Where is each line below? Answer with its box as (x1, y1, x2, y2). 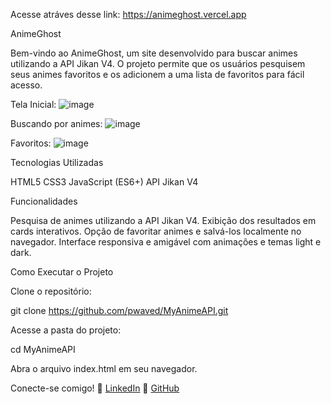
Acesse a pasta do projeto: (10, 324, 122, 336)
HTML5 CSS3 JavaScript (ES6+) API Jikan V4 (10, 176, 199, 188)
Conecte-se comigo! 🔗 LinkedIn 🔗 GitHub (10, 382, 180, 394)
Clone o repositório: (10, 285, 92, 297)
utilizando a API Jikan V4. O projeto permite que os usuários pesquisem (10, 58, 306, 69)
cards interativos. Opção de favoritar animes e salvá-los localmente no (10, 225, 302, 237)
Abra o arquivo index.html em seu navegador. (10, 363, 198, 374)
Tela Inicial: (10, 99, 57, 110)
